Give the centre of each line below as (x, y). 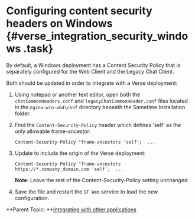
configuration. (32, 198)
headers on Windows (59, 23)
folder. (22, 113)
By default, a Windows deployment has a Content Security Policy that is (93, 65)
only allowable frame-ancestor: (53, 131)
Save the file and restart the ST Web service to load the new (86, 192)
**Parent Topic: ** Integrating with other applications (71, 210)
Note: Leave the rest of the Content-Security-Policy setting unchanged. (102, 180)
